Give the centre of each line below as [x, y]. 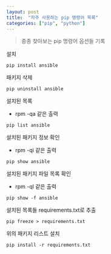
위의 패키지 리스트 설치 [33, 233]
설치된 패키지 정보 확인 [33, 138]
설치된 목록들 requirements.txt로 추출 [51, 210]
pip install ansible [32, 65]
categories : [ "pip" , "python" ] [46, 23]
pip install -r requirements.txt [49, 245]
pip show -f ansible [32, 198]
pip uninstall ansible [35, 89]
